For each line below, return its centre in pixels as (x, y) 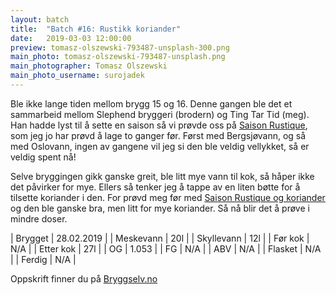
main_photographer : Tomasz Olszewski (89, 66)
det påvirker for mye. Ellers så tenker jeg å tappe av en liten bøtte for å (155, 187)
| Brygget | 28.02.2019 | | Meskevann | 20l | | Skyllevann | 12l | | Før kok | (160, 238)
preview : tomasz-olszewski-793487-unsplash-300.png (120, 47)
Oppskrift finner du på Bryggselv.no (84, 278)
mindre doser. (39, 218)
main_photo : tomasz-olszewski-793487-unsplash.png (118, 57)
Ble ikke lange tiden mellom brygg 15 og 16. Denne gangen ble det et (151, 103)
